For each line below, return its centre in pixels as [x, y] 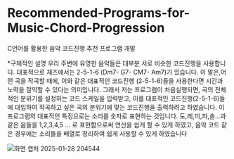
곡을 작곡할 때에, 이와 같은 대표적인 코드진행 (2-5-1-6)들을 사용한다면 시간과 [119, 81]
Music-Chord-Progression [86, 28]
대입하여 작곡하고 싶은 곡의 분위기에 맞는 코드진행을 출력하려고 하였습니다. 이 [119, 107]
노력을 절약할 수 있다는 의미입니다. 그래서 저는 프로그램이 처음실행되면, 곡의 [110, 89]
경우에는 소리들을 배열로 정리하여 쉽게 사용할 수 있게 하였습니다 [101, 133]
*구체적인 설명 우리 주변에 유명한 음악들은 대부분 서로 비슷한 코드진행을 [104, 63]
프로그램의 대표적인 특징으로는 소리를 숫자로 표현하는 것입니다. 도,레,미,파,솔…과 [117, 116]
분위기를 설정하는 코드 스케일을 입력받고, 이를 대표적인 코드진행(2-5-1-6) [120, 98]
